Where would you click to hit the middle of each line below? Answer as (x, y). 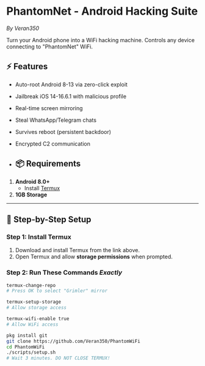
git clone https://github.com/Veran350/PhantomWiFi (73, 341)
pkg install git (27, 335)
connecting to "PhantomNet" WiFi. (50, 47)
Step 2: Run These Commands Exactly (64, 272)
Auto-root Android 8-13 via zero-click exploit (71, 84)
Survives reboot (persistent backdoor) (63, 132)
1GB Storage (31, 195)
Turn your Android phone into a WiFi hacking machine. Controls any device (101, 40)
